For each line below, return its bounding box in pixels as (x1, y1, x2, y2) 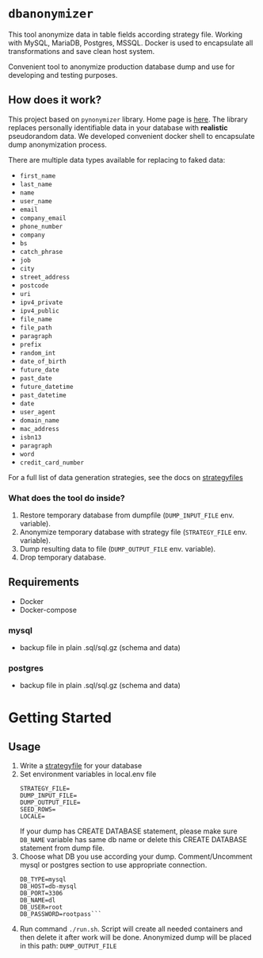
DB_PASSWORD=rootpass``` (19, 910, 102, 918)
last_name (19, 180, 53, 188)
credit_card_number (19, 459, 85, 467)
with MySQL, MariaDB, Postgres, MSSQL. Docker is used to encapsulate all (8, 38, 253, 48)
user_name (19, 197, 53, 205)
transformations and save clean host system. (8, 46, 155, 56)
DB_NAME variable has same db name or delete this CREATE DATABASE (19, 835, 248, 845)
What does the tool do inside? (8, 492, 125, 503)
